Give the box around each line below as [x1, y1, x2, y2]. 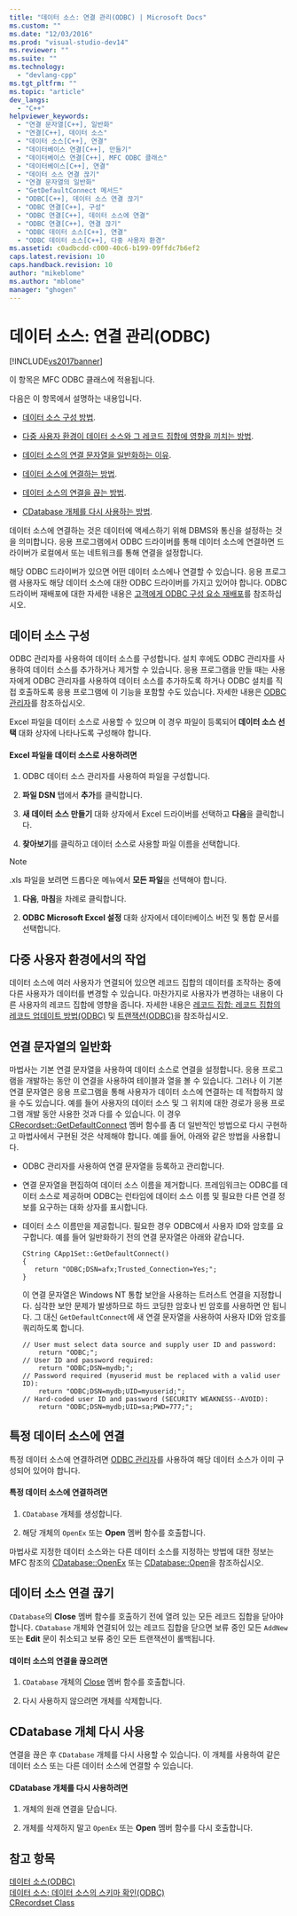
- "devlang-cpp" [17, 71, 77, 80]
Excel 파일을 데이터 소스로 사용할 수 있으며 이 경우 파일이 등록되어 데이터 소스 [9, 716, 277, 728]
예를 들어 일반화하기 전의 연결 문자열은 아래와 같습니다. [55, 1232, 246, 1242]
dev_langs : [9, 95, 50, 105]
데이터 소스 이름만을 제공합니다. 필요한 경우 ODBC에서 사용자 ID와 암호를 [21, 1221, 275, 1232]
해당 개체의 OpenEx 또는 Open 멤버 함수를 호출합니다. [21, 1527, 206, 1538]
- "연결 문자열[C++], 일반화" [17, 121, 113, 130]
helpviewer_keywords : [9, 112, 90, 121]
